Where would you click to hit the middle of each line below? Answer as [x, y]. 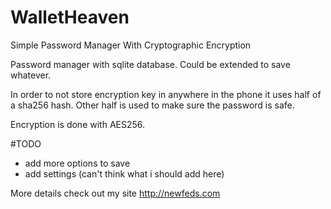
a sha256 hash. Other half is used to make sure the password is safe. [152, 105]
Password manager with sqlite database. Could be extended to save [150, 64]
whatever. [31, 75]
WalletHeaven [70, 17]
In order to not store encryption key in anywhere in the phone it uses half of [166, 94]
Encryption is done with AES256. [78, 124]
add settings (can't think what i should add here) [124, 173]
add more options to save [77, 163]
